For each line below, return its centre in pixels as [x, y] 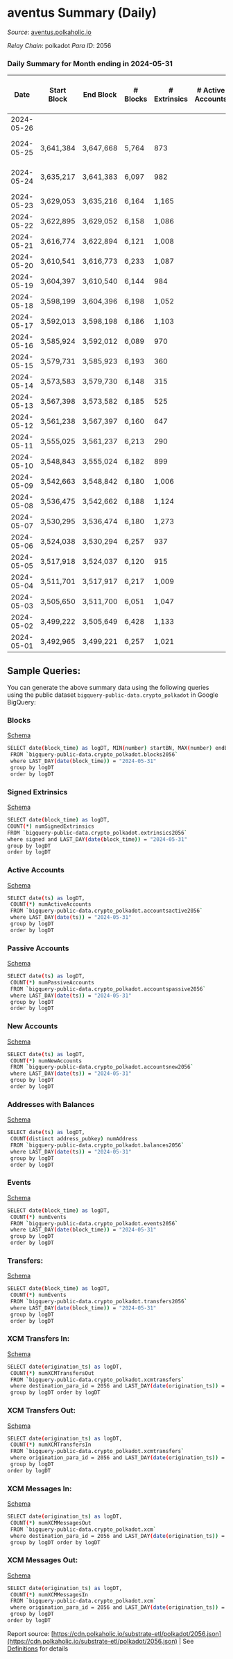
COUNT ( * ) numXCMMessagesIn [49, 1595]
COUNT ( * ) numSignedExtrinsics [51, 826]
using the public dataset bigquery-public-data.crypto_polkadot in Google [113, 695]
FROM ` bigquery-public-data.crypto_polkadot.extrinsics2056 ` [97, 833]
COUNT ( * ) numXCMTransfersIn [51, 1445]
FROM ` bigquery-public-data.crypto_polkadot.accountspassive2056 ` [108, 989]
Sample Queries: [44, 671]
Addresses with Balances [51, 1104]
